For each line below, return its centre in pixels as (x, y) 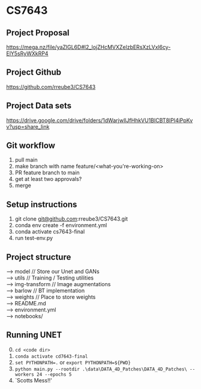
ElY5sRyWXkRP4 (27, 54)
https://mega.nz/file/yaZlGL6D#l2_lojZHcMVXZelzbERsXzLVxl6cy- (88, 47)
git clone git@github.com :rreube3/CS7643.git (71, 219)
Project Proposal (38, 33)
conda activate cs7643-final (50, 231)
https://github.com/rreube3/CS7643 (51, 87)
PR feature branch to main (47, 173)
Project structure (39, 257)
